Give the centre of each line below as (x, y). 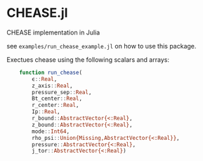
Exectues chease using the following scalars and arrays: (88, 59)
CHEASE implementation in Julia (53, 32)
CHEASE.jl (37, 13)
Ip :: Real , (46, 112)
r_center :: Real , (55, 105)
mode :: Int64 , (51, 131)
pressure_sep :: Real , (62, 92)
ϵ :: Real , (45, 79)
